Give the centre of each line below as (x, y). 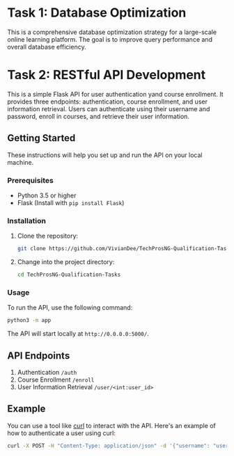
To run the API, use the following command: (70, 308)
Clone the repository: (48, 236)
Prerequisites (30, 180)
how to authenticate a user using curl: (62, 433)
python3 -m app (29, 320)
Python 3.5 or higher (47, 195)
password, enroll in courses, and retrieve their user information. (99, 116)
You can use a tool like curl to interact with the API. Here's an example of (111, 425)
